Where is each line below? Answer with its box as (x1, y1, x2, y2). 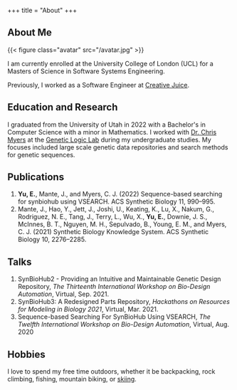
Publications (7, 171, 65, 184)
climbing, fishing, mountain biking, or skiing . (7, 375, 137, 384)
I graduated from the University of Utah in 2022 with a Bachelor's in (7, 120, 206, 129)
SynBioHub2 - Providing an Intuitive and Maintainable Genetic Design (17, 275, 221, 283)
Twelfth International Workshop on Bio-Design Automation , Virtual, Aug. (17, 320, 230, 329)
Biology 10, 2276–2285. (17, 235, 87, 244)
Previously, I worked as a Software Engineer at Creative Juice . (7, 80, 190, 89)
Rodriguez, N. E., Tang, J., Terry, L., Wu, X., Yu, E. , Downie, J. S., (17, 213, 208, 221)
